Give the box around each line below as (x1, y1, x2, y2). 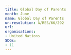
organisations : (5, 29, 36, 34)
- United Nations (5, 34, 40, 39)
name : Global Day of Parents (5, 16, 64, 21)
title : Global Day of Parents (5, 7, 67, 12)
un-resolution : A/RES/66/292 (5, 20, 64, 25)
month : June (5, 11, 29, 16)
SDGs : (5, 38, 16, 43)
